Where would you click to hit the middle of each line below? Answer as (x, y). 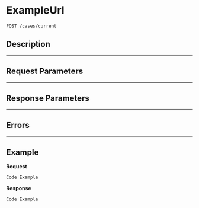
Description (28, 44)
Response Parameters (48, 98)
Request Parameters (45, 71)
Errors (18, 125)
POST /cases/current (32, 26)
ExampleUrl (35, 10)
